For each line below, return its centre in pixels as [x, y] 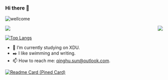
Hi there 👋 [17, 8]
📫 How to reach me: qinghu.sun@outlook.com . [61, 61]
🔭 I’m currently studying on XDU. [46, 47]
